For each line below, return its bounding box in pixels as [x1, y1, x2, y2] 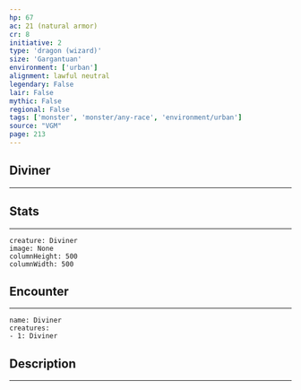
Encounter [9, 283, 69, 299]
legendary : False [9, 80, 74, 89]
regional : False [9, 105, 70, 114]
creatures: [9, 324, 50, 333]
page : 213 [9, 130, 47, 139]
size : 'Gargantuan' [9, 55, 82, 64]
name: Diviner [9, 316, 63, 325]
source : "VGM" [9, 122, 63, 131]
